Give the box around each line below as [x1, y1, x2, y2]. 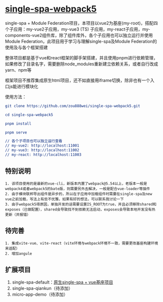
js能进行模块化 [9, 83, 38, 89]
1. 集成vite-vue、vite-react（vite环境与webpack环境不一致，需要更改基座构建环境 [5, 241, 158, 245]
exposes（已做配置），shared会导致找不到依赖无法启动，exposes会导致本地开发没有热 [5, 207, 156, 212]
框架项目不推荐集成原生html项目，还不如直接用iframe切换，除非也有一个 [5, 77, 150, 83]
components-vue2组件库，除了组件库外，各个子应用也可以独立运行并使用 [5, 32, 153, 38]
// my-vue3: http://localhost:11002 [5, 148, 79, 153]
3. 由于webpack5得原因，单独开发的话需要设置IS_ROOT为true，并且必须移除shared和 [5, 202, 157, 207]
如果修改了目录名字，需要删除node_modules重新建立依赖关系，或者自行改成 [5, 61, 158, 67]
